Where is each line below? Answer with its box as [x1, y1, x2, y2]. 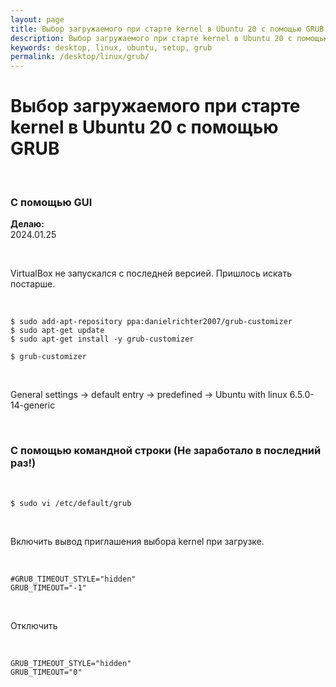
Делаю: [10, 218, 45, 230]
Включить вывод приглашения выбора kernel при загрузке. [10, 535, 265, 547]
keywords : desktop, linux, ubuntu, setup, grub [10, 42, 213, 53]
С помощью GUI [10, 195, 93, 209]
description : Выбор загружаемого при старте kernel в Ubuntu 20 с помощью [10, 33, 329, 43]
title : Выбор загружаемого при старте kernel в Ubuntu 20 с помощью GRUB [10, 24, 325, 34]
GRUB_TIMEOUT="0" [10, 667, 83, 677]
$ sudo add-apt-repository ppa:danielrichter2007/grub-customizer [10, 317, 293, 327]
